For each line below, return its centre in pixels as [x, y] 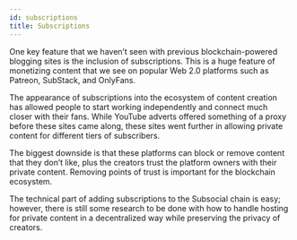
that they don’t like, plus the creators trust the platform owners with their [143, 162]
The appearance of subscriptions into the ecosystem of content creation [144, 97]
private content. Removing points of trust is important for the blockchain [143, 172]
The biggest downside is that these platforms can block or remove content [147, 152]
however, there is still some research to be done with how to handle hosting [149, 208]
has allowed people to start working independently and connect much [139, 107]
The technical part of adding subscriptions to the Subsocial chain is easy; [145, 199]
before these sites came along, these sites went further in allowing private [146, 125]
